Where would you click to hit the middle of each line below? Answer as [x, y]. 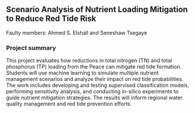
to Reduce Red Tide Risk [51, 19]
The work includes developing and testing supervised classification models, [97, 85]
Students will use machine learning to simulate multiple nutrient [83, 73]
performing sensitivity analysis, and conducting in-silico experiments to [92, 91]
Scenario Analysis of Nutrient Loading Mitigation [97, 10]
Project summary [31, 48]
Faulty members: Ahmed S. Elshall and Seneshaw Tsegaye [77, 33]
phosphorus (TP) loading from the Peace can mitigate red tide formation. [94, 67]
